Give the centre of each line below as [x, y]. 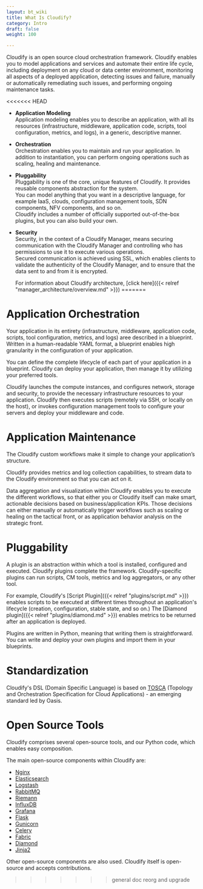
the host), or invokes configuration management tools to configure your [95, 406]
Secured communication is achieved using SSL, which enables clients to [105, 259]
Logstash [27, 785]
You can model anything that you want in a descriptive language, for [100, 195]
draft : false [23, 29]
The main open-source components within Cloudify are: [76, 760]
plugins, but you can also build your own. [66, 221]
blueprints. [20, 646]
